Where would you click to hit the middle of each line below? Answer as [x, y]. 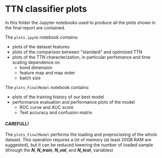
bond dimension [36, 68]
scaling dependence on [36, 62]
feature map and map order [47, 72]
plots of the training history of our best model [58, 97]
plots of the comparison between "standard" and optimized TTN [77, 52]
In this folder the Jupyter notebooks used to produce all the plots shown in [80, 23]
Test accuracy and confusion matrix [56, 112]
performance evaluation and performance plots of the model [73, 102]
